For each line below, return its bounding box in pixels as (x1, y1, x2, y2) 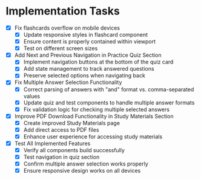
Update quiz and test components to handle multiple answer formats (23, 98, 195, 106)
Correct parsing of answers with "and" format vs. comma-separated (23, 86, 194, 93)
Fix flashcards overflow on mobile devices (14, 24, 120, 31)
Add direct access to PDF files (23, 126, 99, 133)
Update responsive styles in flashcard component (23, 31, 148, 38)
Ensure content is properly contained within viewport (23, 38, 156, 45)
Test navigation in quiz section (23, 153, 100, 161)
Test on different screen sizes (23, 45, 98, 52)
